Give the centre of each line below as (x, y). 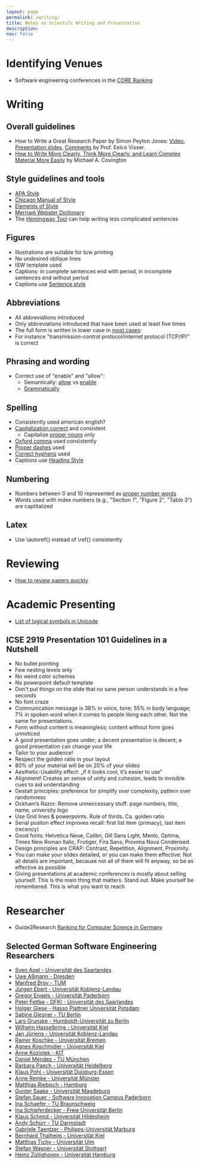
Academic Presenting (61, 604)
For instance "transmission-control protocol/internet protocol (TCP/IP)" (102, 336)
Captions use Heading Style (49, 460)
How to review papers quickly (51, 580)
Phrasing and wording (48, 361)
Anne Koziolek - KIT (39, 1053)
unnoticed (27, 734)
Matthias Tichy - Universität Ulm (54, 1142)
